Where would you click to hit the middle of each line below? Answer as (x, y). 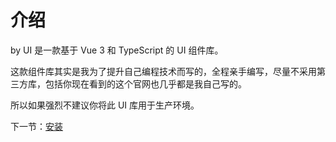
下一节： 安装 (36, 126)
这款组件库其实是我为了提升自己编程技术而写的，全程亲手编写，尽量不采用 (163, 71)
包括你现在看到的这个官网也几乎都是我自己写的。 (145, 83)
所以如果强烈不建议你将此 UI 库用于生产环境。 (105, 105)
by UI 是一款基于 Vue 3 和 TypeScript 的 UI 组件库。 (117, 50)
